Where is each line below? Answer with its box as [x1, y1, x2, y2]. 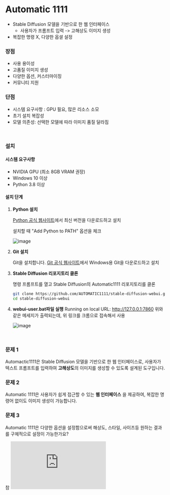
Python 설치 [12, 206, 38, 212]
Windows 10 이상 [12, 175, 48, 181]
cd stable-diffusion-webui [12, 296, 70, 301]
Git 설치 [12, 248, 29, 254]
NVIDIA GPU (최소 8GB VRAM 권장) [12, 168, 85, 174]
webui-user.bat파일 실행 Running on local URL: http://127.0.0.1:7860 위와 [12, 306, 163, 312]
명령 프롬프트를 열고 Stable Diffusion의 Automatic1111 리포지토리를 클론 [12, 281, 156, 287]
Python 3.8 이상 [12, 181, 45, 187]
